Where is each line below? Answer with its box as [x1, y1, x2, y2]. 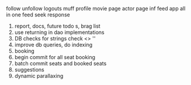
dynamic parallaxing [14, 73, 64, 79]
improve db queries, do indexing [14, 41, 93, 48]
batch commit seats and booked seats [14, 60, 107, 67]
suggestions [14, 66, 45, 73]
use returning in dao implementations [14, 29, 105, 36]
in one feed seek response [6, 11, 70, 18]
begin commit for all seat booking [14, 54, 95, 60]
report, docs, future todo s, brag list [14, 23, 100, 29]
